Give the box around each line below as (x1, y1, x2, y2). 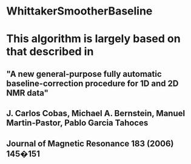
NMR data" (6, 88, 49, 98)
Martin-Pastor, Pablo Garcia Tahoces (6, 118, 149, 128)
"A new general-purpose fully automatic (6, 68, 162, 79)
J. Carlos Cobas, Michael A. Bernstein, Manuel (6, 108, 186, 119)
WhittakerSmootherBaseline (6, 4, 153, 18)
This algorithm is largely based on (6, 32, 181, 46)
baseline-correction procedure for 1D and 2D (6, 78, 179, 88)
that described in (6, 45, 94, 59)
